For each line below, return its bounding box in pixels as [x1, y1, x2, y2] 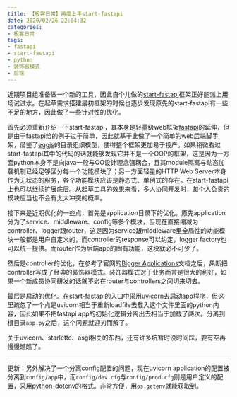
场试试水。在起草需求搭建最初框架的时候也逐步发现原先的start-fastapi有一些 [7, 98, 229, 107]
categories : [7, 23, 42, 30]
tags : [7, 37, 23, 44]
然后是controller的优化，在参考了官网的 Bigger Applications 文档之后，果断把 [7, 259, 228, 267]
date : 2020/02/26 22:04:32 [7, 17, 87, 24]
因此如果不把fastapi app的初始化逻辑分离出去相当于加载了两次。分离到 [19, 309, 226, 318]
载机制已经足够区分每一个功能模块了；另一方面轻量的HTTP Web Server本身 [7, 167, 227, 176]
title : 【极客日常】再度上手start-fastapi [7, 10, 123, 18]
